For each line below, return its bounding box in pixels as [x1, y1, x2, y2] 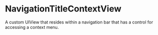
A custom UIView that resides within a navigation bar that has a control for [5, 19, 154, 25]
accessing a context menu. [5, 24, 59, 30]
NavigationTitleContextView [5, 3, 122, 14]
